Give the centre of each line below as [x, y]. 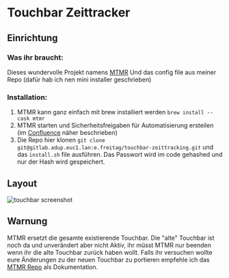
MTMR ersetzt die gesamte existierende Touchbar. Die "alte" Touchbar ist [111, 238]
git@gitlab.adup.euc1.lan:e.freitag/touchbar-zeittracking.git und [115, 147]
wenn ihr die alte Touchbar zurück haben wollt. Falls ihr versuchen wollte [110, 252]
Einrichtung [32, 38]
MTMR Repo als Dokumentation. [53, 267]
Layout [22, 183]
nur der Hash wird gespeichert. [61, 162]
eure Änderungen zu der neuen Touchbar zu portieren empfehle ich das [108, 260]
